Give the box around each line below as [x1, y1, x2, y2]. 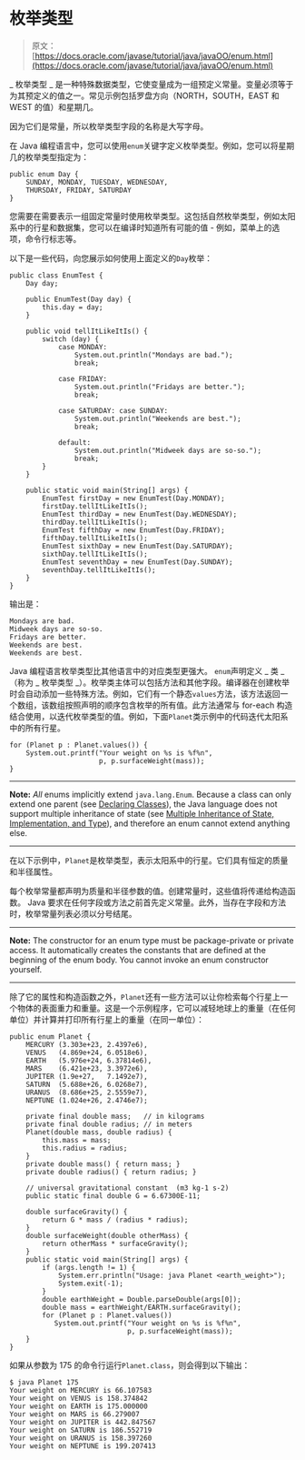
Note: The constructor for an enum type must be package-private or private [9, 934, 294, 946]
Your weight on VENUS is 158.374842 [9, 1394, 148, 1403]
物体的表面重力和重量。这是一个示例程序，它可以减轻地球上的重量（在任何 [16, 1002, 296, 1013]
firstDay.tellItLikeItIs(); [42, 501, 148, 510]
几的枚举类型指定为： [9, 151, 89, 162]
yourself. [9, 963, 43, 974]
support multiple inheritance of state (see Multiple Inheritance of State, [9, 808, 275, 819]
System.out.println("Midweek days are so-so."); [74, 446, 261, 455]
